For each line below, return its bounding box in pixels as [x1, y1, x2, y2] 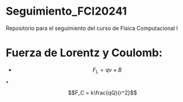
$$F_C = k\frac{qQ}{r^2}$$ [68, 89, 138, 96]
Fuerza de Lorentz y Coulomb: [6, 46, 163, 60]
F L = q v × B [92, 66, 122, 75]
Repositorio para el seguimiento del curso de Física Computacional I [6, 24, 179, 32]
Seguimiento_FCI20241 [6, 4, 127, 18]
